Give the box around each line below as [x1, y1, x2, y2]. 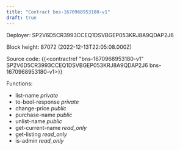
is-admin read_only [15, 137, 64, 144]
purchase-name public [15, 111, 73, 118]
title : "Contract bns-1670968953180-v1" [6, 9, 111, 15]
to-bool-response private [15, 98, 79, 105]
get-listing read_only [15, 130, 67, 138]
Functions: [6, 80, 33, 87]
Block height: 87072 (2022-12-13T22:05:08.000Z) [6, 43, 132, 51]
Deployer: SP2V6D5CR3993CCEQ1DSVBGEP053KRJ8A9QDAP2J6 [6, 31, 174, 38]
